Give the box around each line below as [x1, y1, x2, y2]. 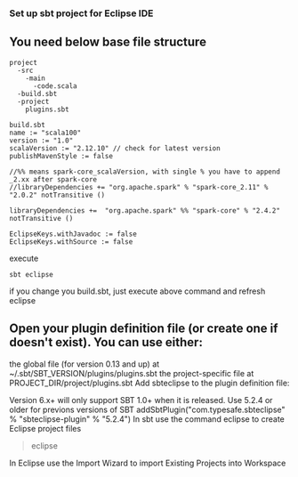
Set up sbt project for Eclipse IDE [9, 7, 154, 20]
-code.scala [32, 81, 77, 91]
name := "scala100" [9, 128, 82, 137]
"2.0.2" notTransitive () [9, 190, 105, 199]
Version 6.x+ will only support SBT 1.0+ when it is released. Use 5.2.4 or [9, 394, 273, 405]
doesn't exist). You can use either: [9, 335, 203, 350]
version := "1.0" [9, 136, 74, 145]
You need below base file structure [9, 35, 207, 50]
